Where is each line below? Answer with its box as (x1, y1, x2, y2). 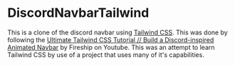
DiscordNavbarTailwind (7, 5, 150, 21)
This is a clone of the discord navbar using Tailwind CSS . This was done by (7, 28, 228, 37)
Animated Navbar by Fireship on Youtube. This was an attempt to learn (7, 43, 215, 51)
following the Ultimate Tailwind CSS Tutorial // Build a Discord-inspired (7, 35, 214, 44)
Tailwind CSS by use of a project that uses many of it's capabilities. (7, 51, 204, 59)
